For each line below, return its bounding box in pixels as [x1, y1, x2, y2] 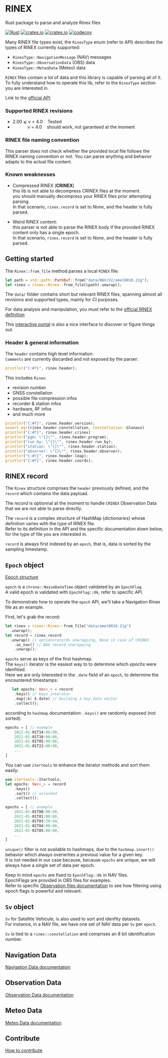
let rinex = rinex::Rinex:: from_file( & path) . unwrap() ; [5, 282, 122, 287]
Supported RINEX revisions [5, 107, 73, 114]
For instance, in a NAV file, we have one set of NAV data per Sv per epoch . [5, 921, 157, 927]
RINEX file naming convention [5, 136, 79, 143]
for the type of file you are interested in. [5, 531, 88, 537]
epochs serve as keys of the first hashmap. [5, 656, 93, 662]
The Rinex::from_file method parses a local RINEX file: [5, 268, 119, 274]
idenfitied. [5, 667, 26, 673]
